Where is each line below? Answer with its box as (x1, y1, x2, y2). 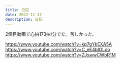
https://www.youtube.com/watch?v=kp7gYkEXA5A (5, 41, 112, 47)
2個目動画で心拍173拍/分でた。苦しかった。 (5, 31, 97, 37)
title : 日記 (5, 7, 29, 13)
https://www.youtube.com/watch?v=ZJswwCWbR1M (5, 52, 116, 58)
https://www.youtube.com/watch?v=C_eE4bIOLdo (5, 46, 110, 53)
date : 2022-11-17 (5, 12, 42, 17)
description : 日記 (5, 17, 43, 22)
